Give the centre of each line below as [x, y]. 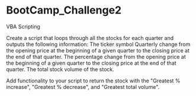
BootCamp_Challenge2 [64, 10]
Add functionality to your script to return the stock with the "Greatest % [93, 81]
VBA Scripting [23, 27]
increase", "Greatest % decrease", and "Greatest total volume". [83, 87]
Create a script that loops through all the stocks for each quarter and [90, 38]
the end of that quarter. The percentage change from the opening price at [96, 57]
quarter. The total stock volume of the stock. [60, 69]
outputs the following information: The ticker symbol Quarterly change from [98, 44]
